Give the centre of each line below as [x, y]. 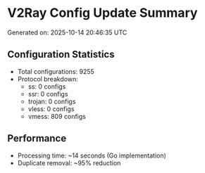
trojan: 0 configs [52, 101]
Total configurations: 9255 [56, 71]
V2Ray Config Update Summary [103, 13]
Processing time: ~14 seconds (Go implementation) [92, 155]
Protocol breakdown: [48, 79]
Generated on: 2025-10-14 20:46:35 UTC [67, 32]
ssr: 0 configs [48, 94]
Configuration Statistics [61, 55]
